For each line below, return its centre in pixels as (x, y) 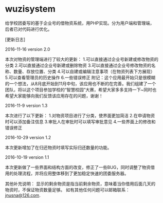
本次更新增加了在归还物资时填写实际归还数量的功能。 (58, 148)
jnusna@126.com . (23, 195)
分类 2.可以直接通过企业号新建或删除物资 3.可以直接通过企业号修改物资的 (78, 65)
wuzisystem (30, 9)
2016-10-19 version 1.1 (27, 157)
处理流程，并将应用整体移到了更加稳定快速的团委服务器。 (71, 173)
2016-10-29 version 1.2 (28, 137)
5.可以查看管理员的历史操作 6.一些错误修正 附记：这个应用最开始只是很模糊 (80, 77)
